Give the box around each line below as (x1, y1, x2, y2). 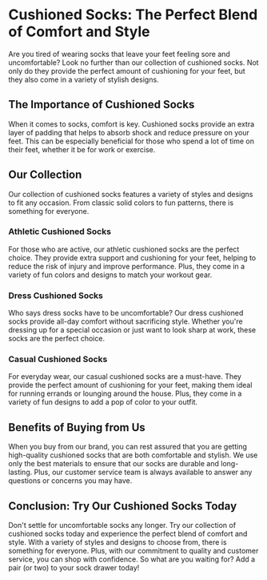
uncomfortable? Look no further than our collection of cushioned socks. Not (8, 58, 259, 67)
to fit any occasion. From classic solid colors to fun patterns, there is (8, 198, 234, 207)
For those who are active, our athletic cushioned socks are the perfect (8, 244, 240, 254)
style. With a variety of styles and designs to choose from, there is (8, 538, 227, 547)
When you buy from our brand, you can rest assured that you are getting (8, 442, 248, 452)
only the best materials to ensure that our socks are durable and (8, 459, 220, 469)
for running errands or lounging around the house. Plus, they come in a (8, 389, 242, 398)
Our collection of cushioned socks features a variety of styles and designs (8, 189, 253, 199)
